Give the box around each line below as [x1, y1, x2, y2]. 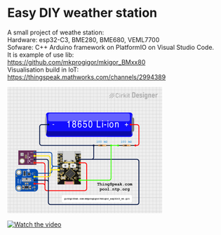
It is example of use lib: [7, 51, 74, 59]
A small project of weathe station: [7, 28, 105, 36]
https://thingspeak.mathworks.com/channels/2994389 [7, 72, 166, 81]
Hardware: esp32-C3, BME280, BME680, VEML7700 [7, 35, 160, 43]
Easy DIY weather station [7, 5, 158, 21]
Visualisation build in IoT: [7, 65, 79, 74]
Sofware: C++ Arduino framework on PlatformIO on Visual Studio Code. [7, 43, 215, 51]
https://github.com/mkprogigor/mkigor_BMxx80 [7, 58, 146, 66]
